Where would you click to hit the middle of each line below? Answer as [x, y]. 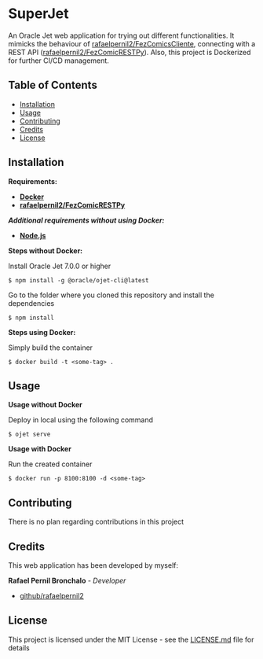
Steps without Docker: [46, 250]
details [19, 648]
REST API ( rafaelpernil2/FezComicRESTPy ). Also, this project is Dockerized [130, 52]
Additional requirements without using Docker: [86, 220]
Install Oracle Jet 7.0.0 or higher [60, 266]
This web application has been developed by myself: [93, 565]
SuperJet [38, 14]
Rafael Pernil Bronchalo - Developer [67, 580]
